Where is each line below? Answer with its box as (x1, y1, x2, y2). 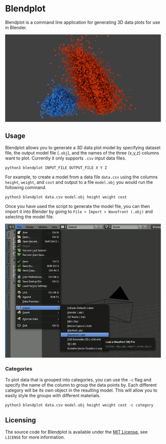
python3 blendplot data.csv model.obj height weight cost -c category (5, 403, 154, 407)
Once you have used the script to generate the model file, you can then (5, 203, 150, 209)
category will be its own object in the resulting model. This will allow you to (5, 387, 158, 393)
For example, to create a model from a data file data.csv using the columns (5, 174, 158, 180)
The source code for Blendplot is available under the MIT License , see (5, 429, 148, 435)
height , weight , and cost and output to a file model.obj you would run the (5, 179, 153, 185)
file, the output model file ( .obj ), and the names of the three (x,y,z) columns (5, 150, 160, 156)
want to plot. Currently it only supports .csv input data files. (5, 155, 126, 161)
